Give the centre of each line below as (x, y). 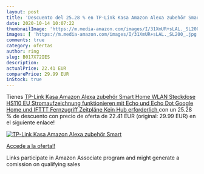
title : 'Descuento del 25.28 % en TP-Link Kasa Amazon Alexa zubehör (96, 18)
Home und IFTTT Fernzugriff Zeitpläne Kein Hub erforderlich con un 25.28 (99, 110)
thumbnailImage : (27, 29)
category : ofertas (29, 46)
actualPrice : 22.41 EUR (36, 68)
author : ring (23, 52)
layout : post (23, 12)
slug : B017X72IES (28, 57)
